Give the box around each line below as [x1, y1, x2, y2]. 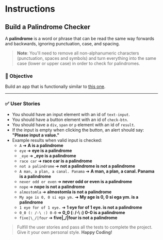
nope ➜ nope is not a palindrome [19, 184, 85, 189]
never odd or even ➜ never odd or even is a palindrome [19, 178, 132, 184]
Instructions [5, 3, 55, 15]
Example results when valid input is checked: [12, 137, 102, 143]
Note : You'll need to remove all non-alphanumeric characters [16, 50, 139, 56]
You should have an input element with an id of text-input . [12, 111, 130, 117]
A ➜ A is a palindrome [19, 142, 64, 148]
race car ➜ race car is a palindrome [19, 158, 93, 164]
